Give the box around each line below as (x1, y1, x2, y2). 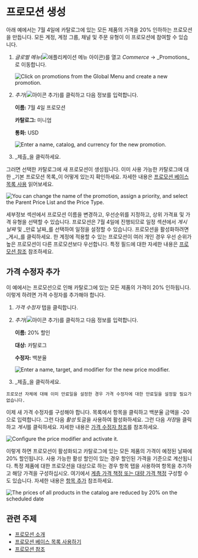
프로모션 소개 (14, 531, 46, 538)
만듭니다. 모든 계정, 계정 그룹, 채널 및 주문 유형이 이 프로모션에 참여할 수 (12, 33, 177, 40)
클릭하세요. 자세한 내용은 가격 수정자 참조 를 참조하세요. (33, 423, 160, 430)
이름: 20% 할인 (14, 329, 50, 336)
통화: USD (14, 129, 39, 136)
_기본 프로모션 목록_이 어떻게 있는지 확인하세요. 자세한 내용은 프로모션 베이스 (12, 173, 189, 180)
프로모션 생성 (6, 5, 66, 19)
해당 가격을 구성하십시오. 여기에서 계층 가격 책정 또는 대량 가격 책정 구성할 (12, 469, 183, 477)
